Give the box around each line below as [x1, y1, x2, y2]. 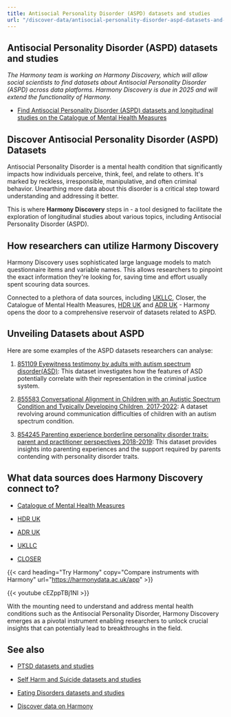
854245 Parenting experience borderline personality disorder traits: [16, 430, 209, 438]
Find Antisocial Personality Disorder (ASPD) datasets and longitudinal [16, 106, 214, 114]
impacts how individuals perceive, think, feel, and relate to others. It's [7, 170, 204, 178]
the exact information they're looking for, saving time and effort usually [7, 273, 208, 281]
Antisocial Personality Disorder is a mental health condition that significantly [7, 163, 223, 171]
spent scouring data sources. [7, 280, 91, 288]
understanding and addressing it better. [7, 192, 119, 200]
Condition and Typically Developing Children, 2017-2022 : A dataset [16, 402, 208, 411]
